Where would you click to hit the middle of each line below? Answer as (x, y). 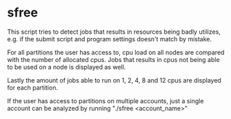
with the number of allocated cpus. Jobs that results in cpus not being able (113, 59)
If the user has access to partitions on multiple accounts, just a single (106, 100)
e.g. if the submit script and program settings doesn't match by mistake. (110, 39)
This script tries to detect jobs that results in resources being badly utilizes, (114, 32)
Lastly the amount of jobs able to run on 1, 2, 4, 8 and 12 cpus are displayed (114, 80)
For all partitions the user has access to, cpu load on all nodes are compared (116, 52)
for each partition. (33, 87)
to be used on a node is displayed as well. (67, 67)
